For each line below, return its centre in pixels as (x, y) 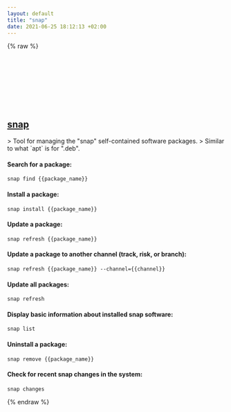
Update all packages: (38, 284)
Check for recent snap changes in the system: (75, 375)
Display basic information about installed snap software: (90, 314)
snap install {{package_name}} (52, 209)
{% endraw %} (28, 402)
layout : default (30, 14)
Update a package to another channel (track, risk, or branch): (97, 255)
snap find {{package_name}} (48, 179)
